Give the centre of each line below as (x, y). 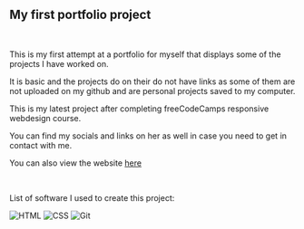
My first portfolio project (80, 15)
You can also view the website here (76, 163)
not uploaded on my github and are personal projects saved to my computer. (152, 91)
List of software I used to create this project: (92, 197)
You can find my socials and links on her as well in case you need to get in (148, 136)
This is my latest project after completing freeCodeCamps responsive (139, 109)
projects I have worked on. (59, 63)
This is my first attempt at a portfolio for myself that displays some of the (145, 54)
